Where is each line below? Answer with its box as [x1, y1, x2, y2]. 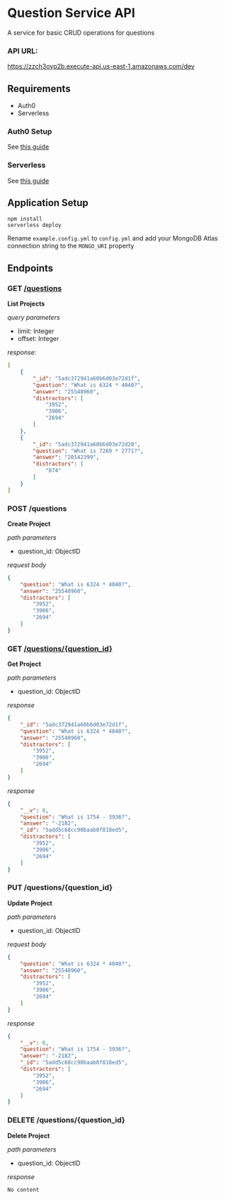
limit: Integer [17, 327, 54, 335]
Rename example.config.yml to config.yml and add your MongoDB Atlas [7, 234, 218, 243]
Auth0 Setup [7, 126, 52, 136]
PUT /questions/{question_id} [7, 883, 113, 893]
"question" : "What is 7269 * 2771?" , [33, 447, 144, 454]
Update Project [7, 898, 53, 907]
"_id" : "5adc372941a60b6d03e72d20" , [33, 441, 141, 448]
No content [7, 1186, 40, 1193]
